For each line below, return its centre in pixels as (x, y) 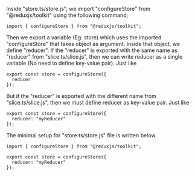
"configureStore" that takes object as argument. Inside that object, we (93, 44)
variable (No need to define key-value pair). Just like (72, 63)
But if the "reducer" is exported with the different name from (82, 96)
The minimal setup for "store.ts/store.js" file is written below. (82, 135)
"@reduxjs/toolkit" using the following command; (67, 15)
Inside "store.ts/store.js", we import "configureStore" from (78, 9)
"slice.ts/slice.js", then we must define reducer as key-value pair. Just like (98, 103)
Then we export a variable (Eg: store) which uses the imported (84, 37)
